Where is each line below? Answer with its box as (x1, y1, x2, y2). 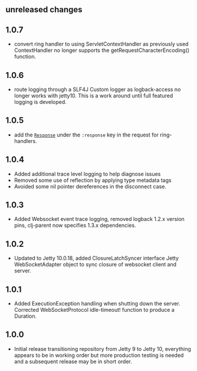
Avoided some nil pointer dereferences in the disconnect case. (14, 183, 166, 190)
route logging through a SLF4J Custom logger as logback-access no (14, 86, 181, 93)
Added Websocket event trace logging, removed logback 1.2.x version (14, 216, 185, 223)
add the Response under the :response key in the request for (14, 131, 159, 138)
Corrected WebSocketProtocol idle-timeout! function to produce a (14, 307, 175, 314)
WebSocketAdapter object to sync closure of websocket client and (14, 261, 177, 268)
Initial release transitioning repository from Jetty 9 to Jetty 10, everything (14, 345, 191, 352)
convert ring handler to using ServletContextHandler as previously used (14, 41, 189, 48)
